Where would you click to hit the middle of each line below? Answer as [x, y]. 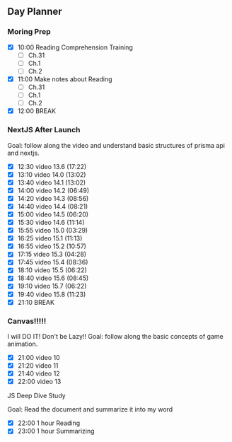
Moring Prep [29, 32]
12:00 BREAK [37, 111]
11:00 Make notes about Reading [65, 79]
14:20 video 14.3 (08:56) [53, 198]
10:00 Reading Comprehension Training [75, 47]
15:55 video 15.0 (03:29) [53, 231]
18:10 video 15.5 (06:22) [52, 270]
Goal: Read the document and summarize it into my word [90, 409]
